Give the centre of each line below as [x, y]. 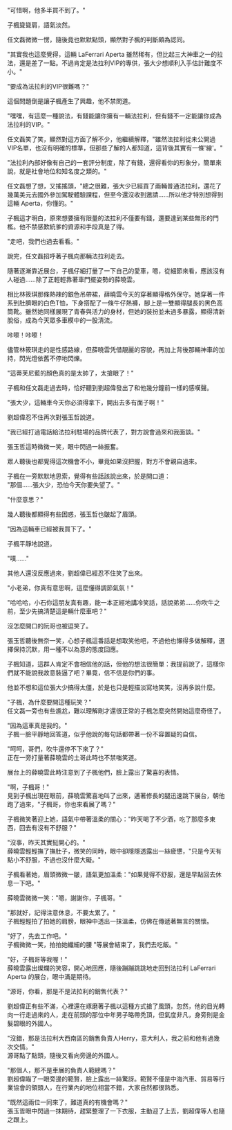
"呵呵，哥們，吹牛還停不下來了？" [56, 749]
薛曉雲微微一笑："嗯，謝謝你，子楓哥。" [65, 898]
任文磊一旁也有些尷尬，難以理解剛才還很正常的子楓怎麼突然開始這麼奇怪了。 [116, 711]
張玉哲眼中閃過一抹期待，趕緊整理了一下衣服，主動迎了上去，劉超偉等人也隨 [116, 1111]
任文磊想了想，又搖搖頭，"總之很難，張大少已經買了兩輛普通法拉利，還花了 [115, 186]
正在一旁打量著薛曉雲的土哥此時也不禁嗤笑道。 [74, 758]
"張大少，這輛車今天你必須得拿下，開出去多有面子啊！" [86, 403]
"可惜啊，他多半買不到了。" [47, 10]
